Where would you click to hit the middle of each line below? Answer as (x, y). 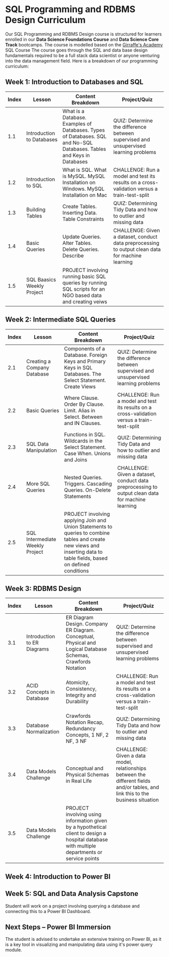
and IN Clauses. (83, 423)
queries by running (85, 283)
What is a (73, 111)
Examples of (77, 124)
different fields (133, 781)
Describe (73, 255)
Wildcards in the (83, 441)
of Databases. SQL (84, 136)
